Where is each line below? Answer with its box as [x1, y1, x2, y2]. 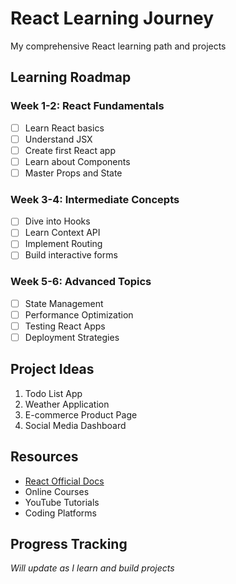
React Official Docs [24, 475, 105, 487]
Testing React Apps [24, 320, 106, 332]
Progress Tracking [10, 536, 128, 553]
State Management [24, 297, 104, 309]
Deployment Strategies [24, 331, 120, 343]
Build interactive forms [24, 249, 118, 261]
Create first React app [24, 144, 116, 156]
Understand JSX [24, 133, 93, 145]
